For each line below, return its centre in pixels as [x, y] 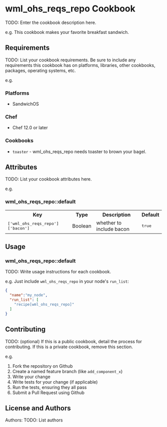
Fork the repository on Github [42, 366]
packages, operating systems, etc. [41, 70]
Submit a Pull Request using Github [48, 393]
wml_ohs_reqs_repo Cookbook [70, 9]
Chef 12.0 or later [30, 128]
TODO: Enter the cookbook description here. [51, 22]
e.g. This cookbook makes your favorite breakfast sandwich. [67, 32]
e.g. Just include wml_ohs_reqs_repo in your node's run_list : [67, 281]
